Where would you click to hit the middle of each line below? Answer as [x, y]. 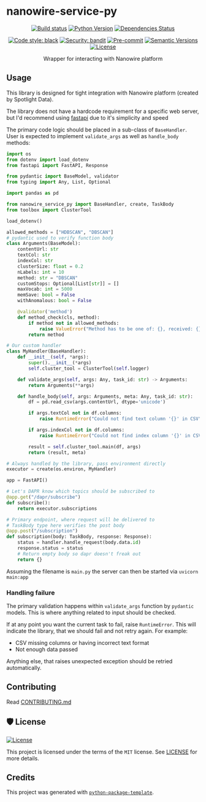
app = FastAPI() [27, 480]
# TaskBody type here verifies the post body [65, 525]
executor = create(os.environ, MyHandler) [61, 469]
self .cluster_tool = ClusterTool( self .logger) [89, 368]
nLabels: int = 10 [41, 272]
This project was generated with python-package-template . [80, 792]
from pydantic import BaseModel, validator [63, 176]
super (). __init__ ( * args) [60, 363]
